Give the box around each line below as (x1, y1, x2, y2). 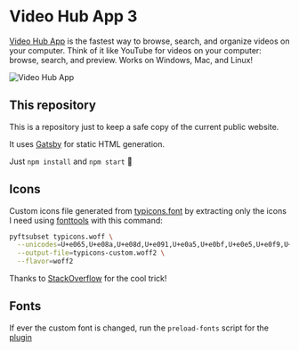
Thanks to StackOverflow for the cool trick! (9, 273, 167, 284)
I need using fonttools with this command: (9, 215, 163, 225)
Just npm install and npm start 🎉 (9, 156, 133, 167)
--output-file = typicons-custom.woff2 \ (17, 249, 166, 257)
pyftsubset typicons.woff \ (9, 232, 114, 241)
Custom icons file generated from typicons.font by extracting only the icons (9, 205, 287, 216)
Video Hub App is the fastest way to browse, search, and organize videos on (9, 36, 290, 46)
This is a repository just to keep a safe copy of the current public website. (9, 121, 279, 132)
